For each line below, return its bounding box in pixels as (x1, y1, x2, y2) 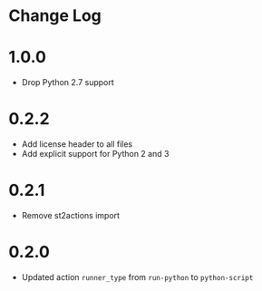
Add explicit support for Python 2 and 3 (21, 149, 170, 160)
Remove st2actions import (21, 210, 120, 220)
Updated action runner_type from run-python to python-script (21, 271, 254, 282)
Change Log (8, 5, 102, 26)
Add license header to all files (21, 139, 133, 150)
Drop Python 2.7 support (21, 77, 114, 88)
